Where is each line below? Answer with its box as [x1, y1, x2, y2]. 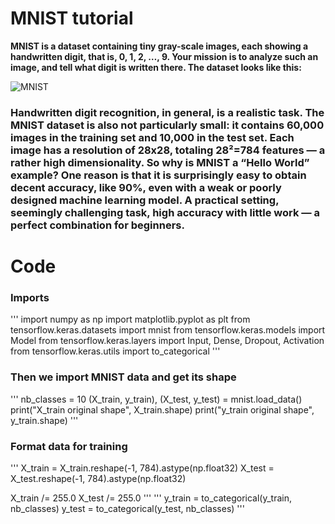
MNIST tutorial [10, 7, 134, 30]
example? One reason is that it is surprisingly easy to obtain [10, 168, 307, 182]
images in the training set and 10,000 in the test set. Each [10, 130, 295, 144]
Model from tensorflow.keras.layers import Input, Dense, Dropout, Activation [10, 335, 325, 347]
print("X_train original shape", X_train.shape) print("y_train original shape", [10, 403, 315, 416]
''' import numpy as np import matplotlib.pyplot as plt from [10, 313, 251, 326]
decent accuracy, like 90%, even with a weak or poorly [10, 180, 282, 194]
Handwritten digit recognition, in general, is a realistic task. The [10, 105, 325, 119]
